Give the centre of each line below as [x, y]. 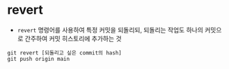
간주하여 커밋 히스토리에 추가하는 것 [73, 38]
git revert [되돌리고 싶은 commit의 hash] [64, 53]
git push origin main [39, 59]
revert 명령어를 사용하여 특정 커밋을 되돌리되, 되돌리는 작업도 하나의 [110, 30]
